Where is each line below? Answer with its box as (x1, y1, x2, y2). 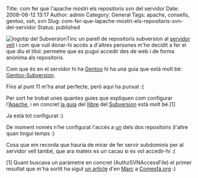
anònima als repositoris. (6, 54, 64, 61)
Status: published (37, 24, 80, 31)
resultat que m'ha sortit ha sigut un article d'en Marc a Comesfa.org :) (6, 165, 176, 172)
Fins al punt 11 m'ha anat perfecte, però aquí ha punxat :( (6, 83, 144, 90)
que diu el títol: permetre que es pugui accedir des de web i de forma (6, 48, 175, 55)
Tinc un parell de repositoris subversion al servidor (66, 35, 190, 42)
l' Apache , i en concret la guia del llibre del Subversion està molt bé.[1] (6, 101, 176, 108)
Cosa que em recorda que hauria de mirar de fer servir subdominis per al (6, 141, 184, 148)
